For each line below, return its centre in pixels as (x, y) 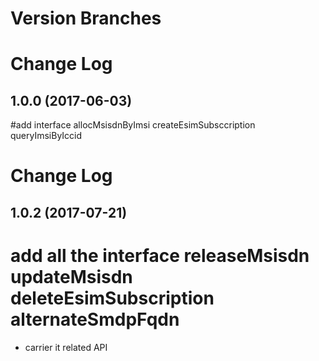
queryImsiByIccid (46, 136)
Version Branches (86, 18)
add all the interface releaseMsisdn (160, 255)
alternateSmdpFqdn (95, 319)
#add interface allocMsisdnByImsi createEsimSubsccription (133, 125)
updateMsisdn (71, 276)
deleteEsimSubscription (112, 298)
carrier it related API (66, 347)
